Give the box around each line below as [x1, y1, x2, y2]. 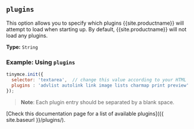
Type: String [6, 43, 38, 50]
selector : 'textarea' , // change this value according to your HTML [11, 77, 186, 82]
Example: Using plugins [6, 58, 76, 66]
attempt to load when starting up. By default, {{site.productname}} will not [6, 25, 187, 32]
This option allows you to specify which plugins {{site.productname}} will [6, 19, 185, 27]
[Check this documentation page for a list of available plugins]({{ [6, 110, 164, 117]
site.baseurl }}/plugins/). [6, 116, 66, 123]
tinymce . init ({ [6, 71, 44, 78]
